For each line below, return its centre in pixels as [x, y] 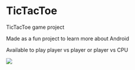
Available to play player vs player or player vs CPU [67, 50]
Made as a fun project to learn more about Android [68, 38]
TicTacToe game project [35, 27]
